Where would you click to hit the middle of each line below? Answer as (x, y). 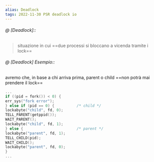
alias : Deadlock (22, 10)
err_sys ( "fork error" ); (30, 101)
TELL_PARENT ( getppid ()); (31, 115)
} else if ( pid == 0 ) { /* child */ (53, 106)
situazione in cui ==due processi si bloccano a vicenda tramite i (83, 46)
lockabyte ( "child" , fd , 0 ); (34, 110)
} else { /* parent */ (54, 129)
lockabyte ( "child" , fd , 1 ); (34, 124)
